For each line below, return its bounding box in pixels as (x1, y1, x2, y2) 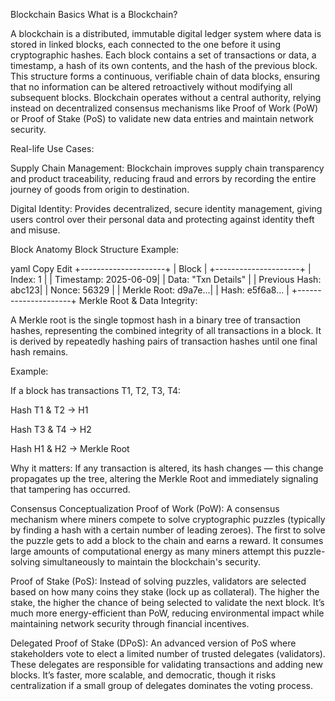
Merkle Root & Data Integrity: (78, 295, 198, 306)
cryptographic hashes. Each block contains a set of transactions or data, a (10, 49, 317, 61)
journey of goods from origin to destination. (10, 184, 190, 195)
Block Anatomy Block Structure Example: (10, 244, 180, 255)
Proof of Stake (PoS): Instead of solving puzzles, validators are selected (10, 575, 307, 587)
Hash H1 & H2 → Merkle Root (10, 443, 130, 454)
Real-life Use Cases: (10, 143, 95, 154)
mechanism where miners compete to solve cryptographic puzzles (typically (10, 514, 326, 525)
